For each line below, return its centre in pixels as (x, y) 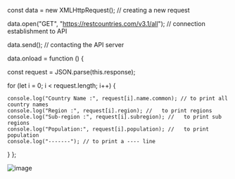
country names (28, 105)
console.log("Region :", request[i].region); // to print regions (110, 111)
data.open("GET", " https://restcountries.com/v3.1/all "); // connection (106, 24)
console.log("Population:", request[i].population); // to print (108, 129)
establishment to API (37, 31)
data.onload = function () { (46, 58)
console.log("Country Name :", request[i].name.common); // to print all (118, 98)
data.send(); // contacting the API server (66, 45)
